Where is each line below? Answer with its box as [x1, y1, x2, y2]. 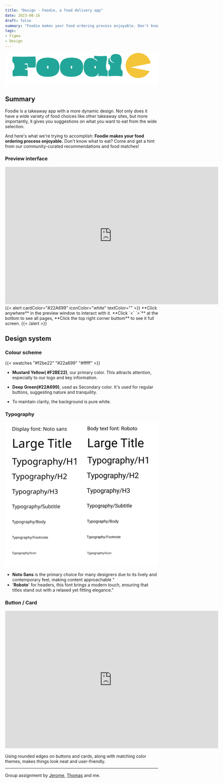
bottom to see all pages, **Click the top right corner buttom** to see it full [5, 315, 154, 321]
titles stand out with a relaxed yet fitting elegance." [12, 587, 114, 593]
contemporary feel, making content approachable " [12, 577, 115, 583]
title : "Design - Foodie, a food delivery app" [5, 8, 103, 13]
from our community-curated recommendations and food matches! [5, 143, 139, 149]
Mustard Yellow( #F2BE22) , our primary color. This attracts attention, [12, 370, 152, 375]
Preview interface [5, 155, 48, 162]
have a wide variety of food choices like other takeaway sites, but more [5, 113, 148, 119]
